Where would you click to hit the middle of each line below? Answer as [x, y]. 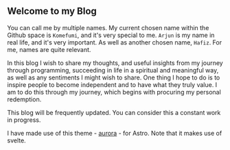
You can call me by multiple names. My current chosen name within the [108, 27]
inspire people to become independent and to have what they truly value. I [112, 84]
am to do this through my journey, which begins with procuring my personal [114, 92]
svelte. [16, 140]
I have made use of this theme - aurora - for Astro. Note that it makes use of [115, 133]
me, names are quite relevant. [49, 49]
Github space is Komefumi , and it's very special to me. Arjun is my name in [111, 35]
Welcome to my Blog [52, 11]
